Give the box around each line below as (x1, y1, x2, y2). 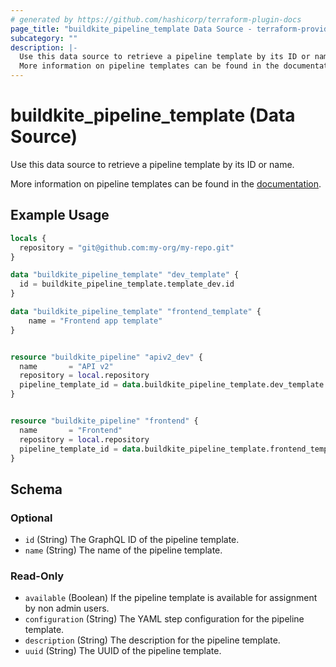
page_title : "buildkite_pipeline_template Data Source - (10, 24, 253, 34)
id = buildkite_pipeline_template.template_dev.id (19, 279, 235, 290)
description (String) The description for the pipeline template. (24, 634, 281, 646)
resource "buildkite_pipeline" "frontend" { (10, 416, 199, 426)
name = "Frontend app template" (28, 316, 163, 326)
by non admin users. (24, 602, 110, 615)
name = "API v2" (19, 361, 114, 371)
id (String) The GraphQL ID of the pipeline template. (24, 534, 240, 546)
